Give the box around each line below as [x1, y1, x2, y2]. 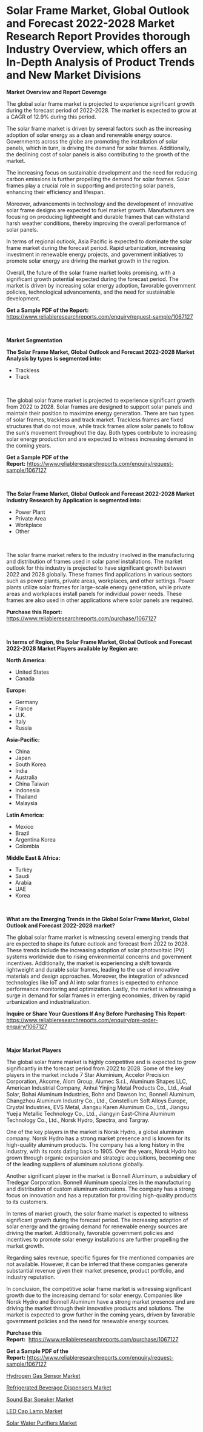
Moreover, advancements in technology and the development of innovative [6, 200, 194, 207]
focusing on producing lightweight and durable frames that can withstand [6, 213, 190, 220]
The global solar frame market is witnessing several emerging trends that [6, 933, 189, 941]
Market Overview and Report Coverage [6, 88, 107, 95]
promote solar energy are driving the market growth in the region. [6, 257, 170, 265]
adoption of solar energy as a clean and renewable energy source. [6, 131, 173, 139]
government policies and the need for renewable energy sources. [6, 1317, 170, 1324]
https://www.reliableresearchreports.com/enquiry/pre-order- [6, 1016, 158, 1023]
